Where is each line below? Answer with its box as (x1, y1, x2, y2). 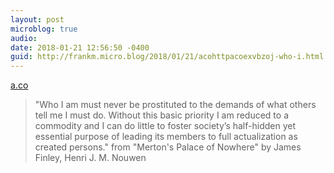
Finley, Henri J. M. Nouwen (34, 152, 147, 164)
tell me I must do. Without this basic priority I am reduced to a (34, 109, 290, 121)
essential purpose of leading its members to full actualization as (34, 131, 298, 143)
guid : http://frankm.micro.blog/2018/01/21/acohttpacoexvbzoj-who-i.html (10, 52, 325, 62)
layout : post (10, 14, 65, 25)
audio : (10, 33, 38, 43)
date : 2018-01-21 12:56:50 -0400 (10, 42, 150, 53)
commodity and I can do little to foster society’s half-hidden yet (34, 120, 296, 132)
